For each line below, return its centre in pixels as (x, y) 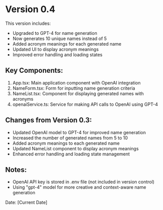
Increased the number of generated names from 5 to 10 (70, 138)
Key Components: (34, 71)
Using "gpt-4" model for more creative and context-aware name (79, 187)
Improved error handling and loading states (57, 55)
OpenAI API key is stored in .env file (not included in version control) (84, 182)
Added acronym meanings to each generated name (66, 143)
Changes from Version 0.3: (49, 120)
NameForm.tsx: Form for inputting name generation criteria (74, 88)
